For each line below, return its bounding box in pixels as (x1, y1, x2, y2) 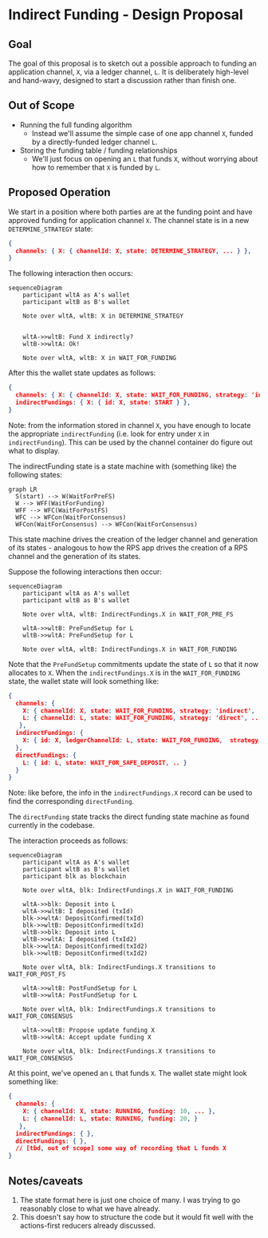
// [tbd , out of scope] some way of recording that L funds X (15, 1144, 227, 1152)
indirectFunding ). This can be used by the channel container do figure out (8, 437, 253, 447)
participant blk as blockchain (22, 873, 127, 881)
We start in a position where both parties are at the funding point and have (8, 206, 253, 217)
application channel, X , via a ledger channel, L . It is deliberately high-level (8, 67, 249, 77)
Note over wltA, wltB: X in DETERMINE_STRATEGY (22, 312, 183, 321)
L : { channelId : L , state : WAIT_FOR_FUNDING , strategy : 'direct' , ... (22, 714, 262, 722)
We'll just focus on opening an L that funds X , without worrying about (31, 154, 258, 163)
